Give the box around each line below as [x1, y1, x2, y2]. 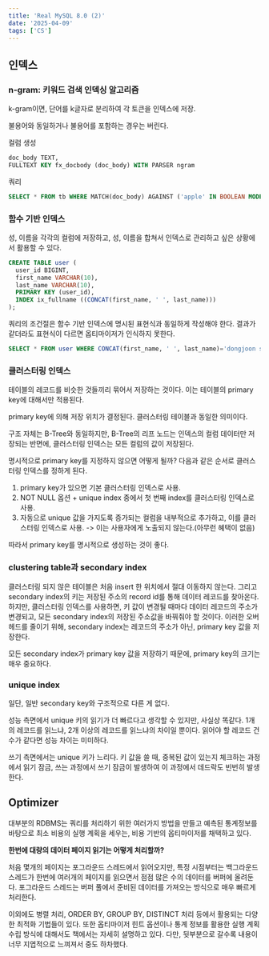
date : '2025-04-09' [8, 19, 74, 27]
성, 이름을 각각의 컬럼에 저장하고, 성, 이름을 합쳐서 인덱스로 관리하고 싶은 [8, 233, 235, 242]
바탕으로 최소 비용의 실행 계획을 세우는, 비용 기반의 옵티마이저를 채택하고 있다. [8, 828, 252, 838]
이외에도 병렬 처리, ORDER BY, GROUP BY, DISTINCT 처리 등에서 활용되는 [8, 909, 243, 918]
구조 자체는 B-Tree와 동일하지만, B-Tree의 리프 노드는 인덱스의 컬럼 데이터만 [8, 429, 247, 438]
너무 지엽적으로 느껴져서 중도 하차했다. [8, 939, 128, 949]
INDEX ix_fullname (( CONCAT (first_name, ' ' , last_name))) [15, 296, 217, 304]
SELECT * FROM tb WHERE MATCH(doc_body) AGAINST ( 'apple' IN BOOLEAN [8, 193, 246, 201]
